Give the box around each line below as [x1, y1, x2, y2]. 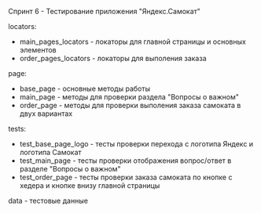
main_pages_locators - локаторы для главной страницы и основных [19, 37, 246, 46]
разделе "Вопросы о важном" [19, 164, 121, 173]
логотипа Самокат [19, 148, 82, 157]
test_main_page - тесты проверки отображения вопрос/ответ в [19, 156, 232, 165]
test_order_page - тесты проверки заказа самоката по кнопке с [19, 172, 233, 182]
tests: [8, 125, 26, 133]
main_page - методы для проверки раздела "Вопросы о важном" [19, 92, 240, 101]
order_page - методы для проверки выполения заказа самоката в [19, 101, 241, 110]
